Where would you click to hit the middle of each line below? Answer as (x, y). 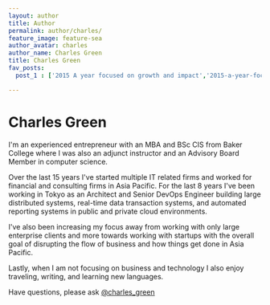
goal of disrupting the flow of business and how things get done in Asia (126, 244)
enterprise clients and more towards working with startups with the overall (131, 235)
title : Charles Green (45, 61)
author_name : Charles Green (55, 53)
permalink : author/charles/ (55, 31)
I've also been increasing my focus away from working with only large (124, 226)
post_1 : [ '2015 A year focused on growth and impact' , (111, 75)
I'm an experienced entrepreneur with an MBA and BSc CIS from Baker (125, 144)
